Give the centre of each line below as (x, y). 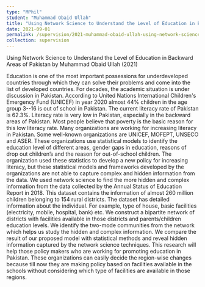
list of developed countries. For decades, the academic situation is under (98, 89)
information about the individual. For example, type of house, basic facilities (102, 206)
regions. (17, 277)
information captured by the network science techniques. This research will (101, 245)
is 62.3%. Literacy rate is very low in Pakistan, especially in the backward (99, 115)
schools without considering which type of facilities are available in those (98, 271)
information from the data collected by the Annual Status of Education (94, 186)
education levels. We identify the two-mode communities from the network (101, 225)
